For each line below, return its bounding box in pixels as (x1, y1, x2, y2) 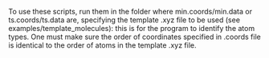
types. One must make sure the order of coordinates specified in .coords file (8, 32, 261, 41)
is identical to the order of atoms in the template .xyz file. (8, 41, 197, 50)
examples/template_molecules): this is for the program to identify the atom (8, 24, 255, 33)
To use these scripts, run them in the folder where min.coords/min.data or (8, 7, 253, 16)
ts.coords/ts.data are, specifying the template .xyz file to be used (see (8, 15, 241, 25)
